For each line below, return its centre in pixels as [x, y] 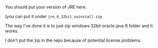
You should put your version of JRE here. [46, 7]
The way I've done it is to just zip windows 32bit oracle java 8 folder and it [79, 26]
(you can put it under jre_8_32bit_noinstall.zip [54, 16]
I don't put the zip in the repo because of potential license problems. [73, 40]
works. [12, 31]
